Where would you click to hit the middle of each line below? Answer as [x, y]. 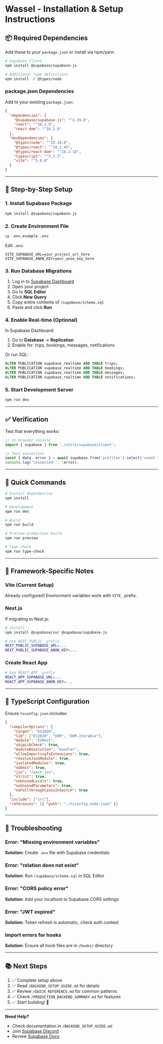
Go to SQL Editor [29, 292]
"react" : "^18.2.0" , [34, 125]
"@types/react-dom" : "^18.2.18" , [48, 152]
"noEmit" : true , [30, 768]
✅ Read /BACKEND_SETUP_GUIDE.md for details [56, 986]
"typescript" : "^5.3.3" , [39, 156]
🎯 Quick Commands [36, 482]
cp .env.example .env [27, 236]
